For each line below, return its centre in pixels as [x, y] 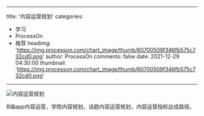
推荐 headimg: [33, 43]
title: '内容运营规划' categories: [45, 16]
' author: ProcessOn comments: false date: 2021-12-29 [111, 56]
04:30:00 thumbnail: [41, 63]
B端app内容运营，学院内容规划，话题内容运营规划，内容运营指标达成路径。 [101, 107]
